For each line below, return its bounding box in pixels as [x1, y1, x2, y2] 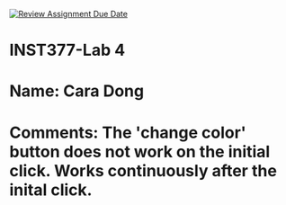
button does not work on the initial [9, 141, 271, 162]
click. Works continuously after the [9, 160, 277, 181]
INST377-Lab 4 [9, 40, 126, 60]
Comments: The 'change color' [9, 122, 247, 143]
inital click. [9, 180, 93, 200]
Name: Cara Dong [9, 81, 145, 102]
